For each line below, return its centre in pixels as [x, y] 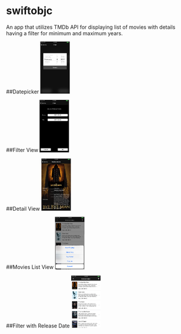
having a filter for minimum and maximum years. [65, 33]
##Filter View [22, 150]
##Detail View [23, 209]
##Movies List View [30, 267]
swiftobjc [29, 11]
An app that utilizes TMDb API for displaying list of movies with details [91, 27]
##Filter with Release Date [38, 326]
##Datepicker [23, 92]
